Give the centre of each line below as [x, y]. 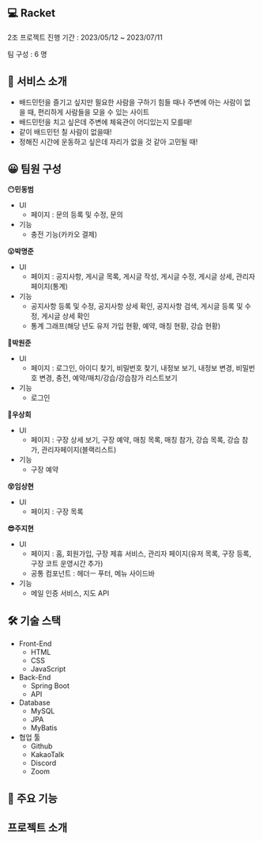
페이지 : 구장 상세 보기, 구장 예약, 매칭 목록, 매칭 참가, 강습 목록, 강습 [135, 440]
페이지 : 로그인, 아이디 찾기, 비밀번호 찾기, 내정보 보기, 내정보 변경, [132, 368]
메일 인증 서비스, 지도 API [70, 593]
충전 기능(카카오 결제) [64, 234]
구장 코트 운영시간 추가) [67, 564]
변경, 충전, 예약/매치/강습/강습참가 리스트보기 [109, 378]
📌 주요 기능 [33, 798]
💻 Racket [32, 13]
